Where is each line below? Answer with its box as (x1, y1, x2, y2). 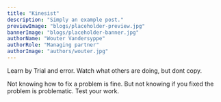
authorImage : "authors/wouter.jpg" (7, 48, 109, 55)
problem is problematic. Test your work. (7, 86, 120, 95)
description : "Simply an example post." (7, 16, 125, 23)
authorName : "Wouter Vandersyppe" (7, 35, 106, 42)
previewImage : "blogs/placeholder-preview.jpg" (7, 22, 146, 29)
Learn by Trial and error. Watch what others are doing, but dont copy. (7, 66, 203, 75)
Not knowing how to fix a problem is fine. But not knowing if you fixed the (7, 80, 214, 88)
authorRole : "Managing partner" (7, 41, 99, 48)
